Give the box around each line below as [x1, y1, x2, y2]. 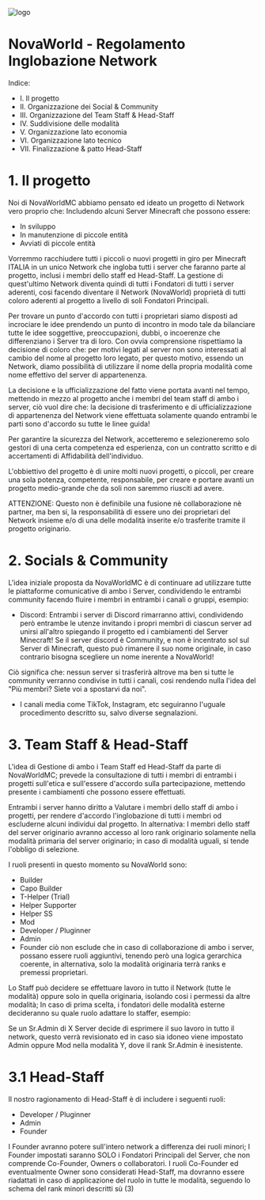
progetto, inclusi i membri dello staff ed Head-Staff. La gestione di [8, 270, 224, 280]
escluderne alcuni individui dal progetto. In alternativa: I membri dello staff [8, 819, 251, 829]
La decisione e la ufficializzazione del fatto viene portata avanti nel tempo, [8, 385, 250, 395]
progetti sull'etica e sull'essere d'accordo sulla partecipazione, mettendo [8, 778, 246, 788]
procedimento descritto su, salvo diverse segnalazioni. [19, 708, 199, 717]
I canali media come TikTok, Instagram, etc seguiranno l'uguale [19, 699, 225, 708]
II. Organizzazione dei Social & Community [19, 101, 159, 111]
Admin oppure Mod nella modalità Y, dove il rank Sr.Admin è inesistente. [8, 1040, 244, 1050]
